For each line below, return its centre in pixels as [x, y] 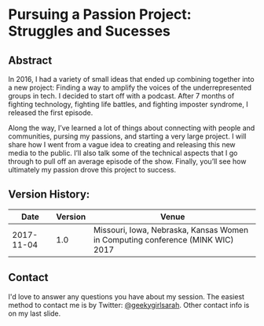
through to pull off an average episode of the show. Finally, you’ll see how [127, 161]
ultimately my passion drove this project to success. [92, 170]
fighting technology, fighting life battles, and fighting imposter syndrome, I [128, 104]
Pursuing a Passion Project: [100, 15]
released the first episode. [51, 113]
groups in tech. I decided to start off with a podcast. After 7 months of [121, 96]
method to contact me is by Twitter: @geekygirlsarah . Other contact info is [129, 305]
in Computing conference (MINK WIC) [163, 239]
